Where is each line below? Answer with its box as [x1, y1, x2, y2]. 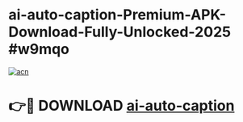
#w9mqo [8, 40, 70, 58]
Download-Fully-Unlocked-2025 [8, 23, 232, 41]
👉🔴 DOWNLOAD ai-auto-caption [8, 97, 235, 115]
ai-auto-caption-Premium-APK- [8, 6, 227, 24]
